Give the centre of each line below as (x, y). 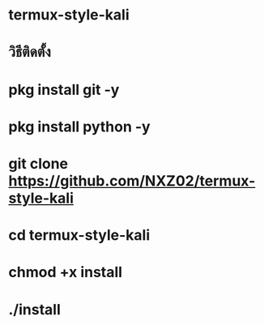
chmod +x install (66, 272)
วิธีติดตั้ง (30, 52)
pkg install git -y (64, 90)
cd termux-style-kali (79, 235)
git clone (38, 163)
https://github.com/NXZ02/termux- (132, 181)
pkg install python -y (80, 126)
